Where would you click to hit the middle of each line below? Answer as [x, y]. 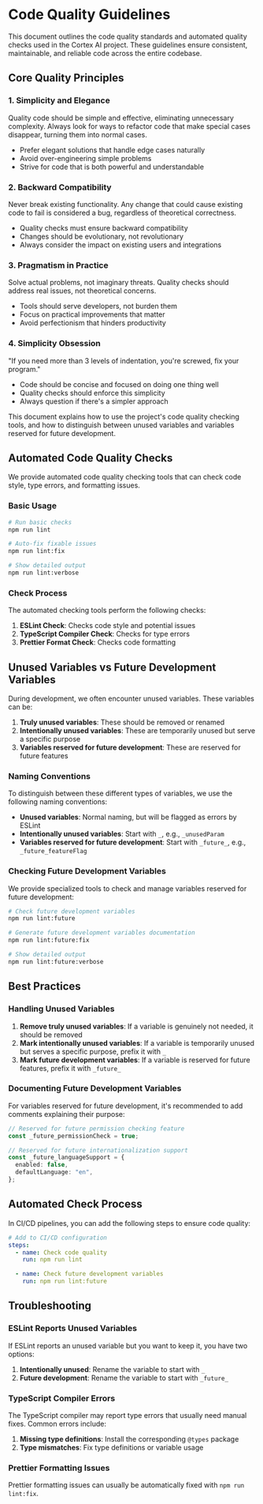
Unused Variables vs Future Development [112, 667]
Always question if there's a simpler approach [94, 401]
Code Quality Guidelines [89, 15]
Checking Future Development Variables [87, 871]
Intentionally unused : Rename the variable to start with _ [112, 1369]
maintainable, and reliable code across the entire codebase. [105, 53]
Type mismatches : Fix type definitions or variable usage [111, 1447]
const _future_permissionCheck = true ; [74, 1136]
